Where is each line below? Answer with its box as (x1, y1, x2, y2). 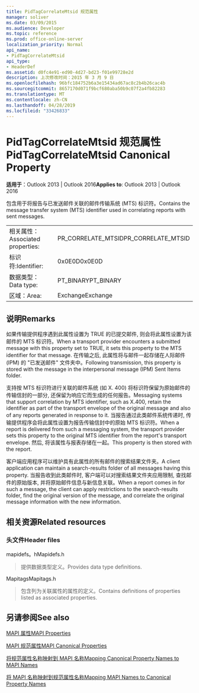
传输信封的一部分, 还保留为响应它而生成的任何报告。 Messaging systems (6, 392, 182, 399)
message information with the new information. (6, 498, 121, 505)
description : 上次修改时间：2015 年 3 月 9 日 (6, 75, 114, 81)
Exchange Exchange (57, 291, 113, 300)
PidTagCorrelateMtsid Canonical (6, 148, 171, 162)
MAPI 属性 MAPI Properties (6, 629, 71, 637)
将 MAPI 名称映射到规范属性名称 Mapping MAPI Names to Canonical (6, 673, 171, 681)
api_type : (6, 58, 31, 64)
